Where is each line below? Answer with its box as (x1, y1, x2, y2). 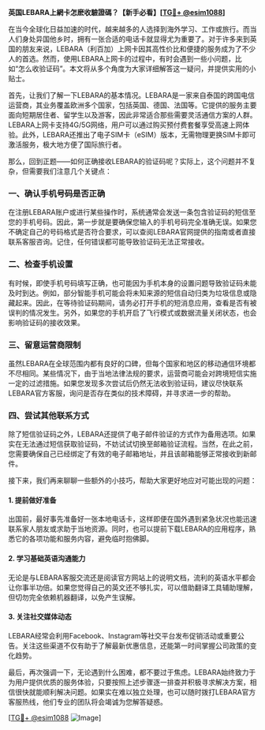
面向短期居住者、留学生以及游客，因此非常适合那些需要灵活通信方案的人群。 (8, 110, 257, 119)
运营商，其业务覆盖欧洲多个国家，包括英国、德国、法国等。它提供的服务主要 (8, 100, 257, 110)
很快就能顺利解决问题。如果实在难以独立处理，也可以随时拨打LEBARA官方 (14, 687, 256, 697)
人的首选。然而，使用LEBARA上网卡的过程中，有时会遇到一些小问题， (8, 54, 235, 63)
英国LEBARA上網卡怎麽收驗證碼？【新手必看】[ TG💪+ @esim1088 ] (8, 8, 226, 17)
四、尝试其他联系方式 (8, 410, 89, 421)
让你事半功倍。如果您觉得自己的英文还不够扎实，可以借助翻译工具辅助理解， (8, 582, 257, 592)
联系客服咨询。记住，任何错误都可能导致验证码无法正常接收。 (8, 237, 209, 247)
